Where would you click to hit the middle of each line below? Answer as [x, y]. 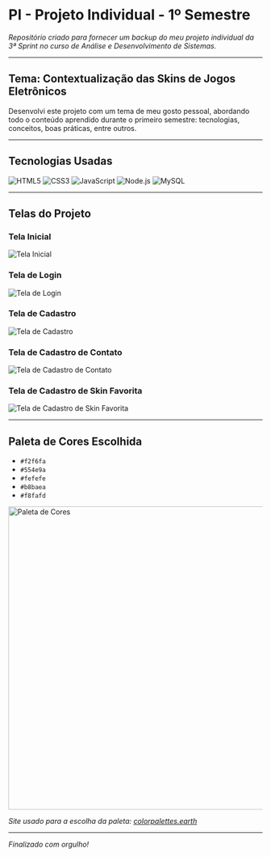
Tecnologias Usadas [60, 161]
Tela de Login [35, 275]
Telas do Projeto [50, 213]
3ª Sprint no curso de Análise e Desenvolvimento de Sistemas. [113, 45]
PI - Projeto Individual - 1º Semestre [129, 15]
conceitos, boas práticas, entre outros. [73, 128]
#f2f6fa [33, 462]
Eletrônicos [38, 92]
